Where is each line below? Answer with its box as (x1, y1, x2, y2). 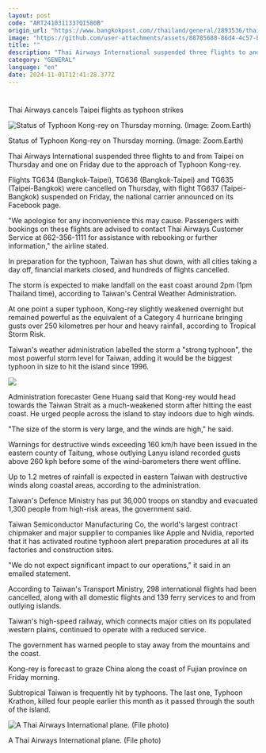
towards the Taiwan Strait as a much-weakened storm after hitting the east (8, 400, 252, 410)
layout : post (8, 11, 51, 20)
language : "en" (8, 64, 59, 71)
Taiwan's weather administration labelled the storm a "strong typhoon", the (8, 345, 253, 354)
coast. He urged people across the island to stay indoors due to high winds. (8, 408, 255, 418)
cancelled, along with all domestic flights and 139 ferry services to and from (8, 593, 256, 602)
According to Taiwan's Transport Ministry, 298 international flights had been (8, 584, 257, 593)
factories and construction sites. (8, 545, 114, 554)
